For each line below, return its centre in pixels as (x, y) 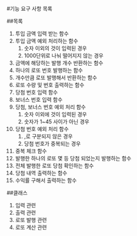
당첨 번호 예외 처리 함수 (42, 129)
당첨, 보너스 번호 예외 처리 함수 (50, 107)
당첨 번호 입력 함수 (36, 92)
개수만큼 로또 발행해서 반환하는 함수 (56, 77)
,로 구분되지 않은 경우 (48, 136)
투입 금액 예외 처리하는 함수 (47, 41)
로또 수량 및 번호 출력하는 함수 (50, 85)
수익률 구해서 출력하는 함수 (46, 180)
